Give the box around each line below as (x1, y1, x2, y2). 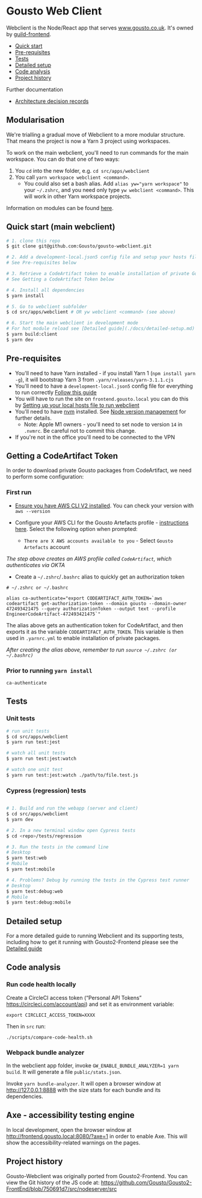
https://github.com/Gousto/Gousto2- (100, 1179, 192, 1186)
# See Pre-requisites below (6, 260, 77, 266)
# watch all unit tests (6, 750, 66, 756)
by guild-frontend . (6, 30, 52, 37)
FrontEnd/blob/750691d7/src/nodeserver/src (6, 1185, 117, 1193)
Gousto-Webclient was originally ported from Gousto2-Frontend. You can (6, 1172, 188, 1179)
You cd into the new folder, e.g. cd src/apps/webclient (14, 167, 150, 174)
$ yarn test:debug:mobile (6, 899, 71, 905)
